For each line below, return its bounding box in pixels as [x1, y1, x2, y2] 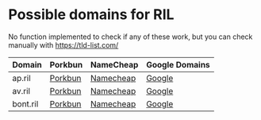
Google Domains [146, 59, 210, 70]
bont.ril [12, 98, 39, 109]
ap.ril [12, 72, 32, 83]
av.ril [12, 85, 30, 96]
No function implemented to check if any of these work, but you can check [8, 32, 253, 41]
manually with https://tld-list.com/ [8, 40, 119, 49]
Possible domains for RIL [8, 6, 175, 24]
